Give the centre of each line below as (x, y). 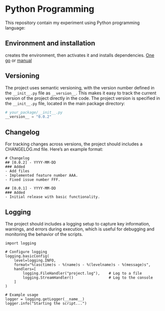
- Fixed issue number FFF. (33, 180)
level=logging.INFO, (35, 260)
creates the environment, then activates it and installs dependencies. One (80, 55)
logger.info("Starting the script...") (46, 303)
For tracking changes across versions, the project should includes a (74, 144)
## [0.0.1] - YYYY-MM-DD (31, 188)
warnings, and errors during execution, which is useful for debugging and (80, 229)
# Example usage (22, 295)
